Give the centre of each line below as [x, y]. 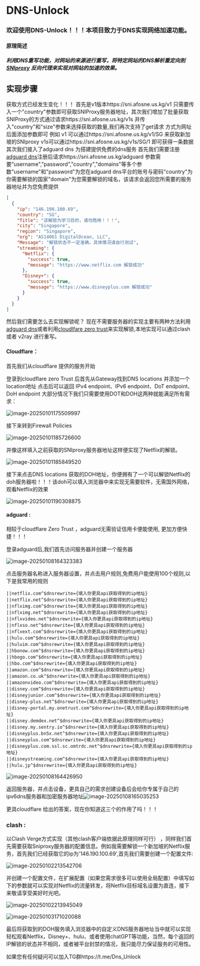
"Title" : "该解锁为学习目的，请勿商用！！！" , [69, 220]
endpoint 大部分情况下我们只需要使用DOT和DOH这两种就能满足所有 [101, 394]
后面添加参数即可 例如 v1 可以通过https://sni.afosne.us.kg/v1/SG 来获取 [93, 134]
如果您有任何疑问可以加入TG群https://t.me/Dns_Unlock [74, 957]
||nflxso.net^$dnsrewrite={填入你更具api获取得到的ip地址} [76, 625]
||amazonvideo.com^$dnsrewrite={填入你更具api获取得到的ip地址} [82, 683]
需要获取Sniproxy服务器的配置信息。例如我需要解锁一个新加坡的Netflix [98, 846]
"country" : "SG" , [39, 215]
